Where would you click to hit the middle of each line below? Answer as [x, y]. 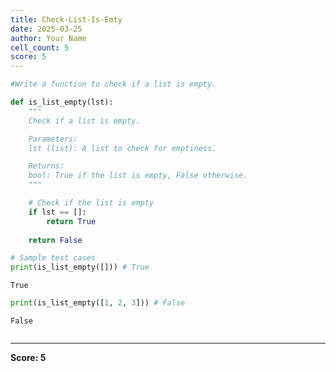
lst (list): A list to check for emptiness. [122, 148]
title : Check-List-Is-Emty [66, 19]
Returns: [46, 166]
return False [55, 240]
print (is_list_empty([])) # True [80, 267]
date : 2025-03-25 [46, 29]
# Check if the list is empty [91, 203]
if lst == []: [57, 212]
